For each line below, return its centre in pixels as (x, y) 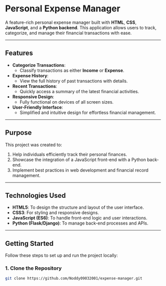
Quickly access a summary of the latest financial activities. (79, 91)
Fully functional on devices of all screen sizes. (66, 102)
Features (19, 53)
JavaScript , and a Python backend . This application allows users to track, (81, 27)
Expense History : (30, 75)
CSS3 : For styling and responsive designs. (56, 213)
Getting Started (29, 243)
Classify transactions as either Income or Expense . (72, 70)
